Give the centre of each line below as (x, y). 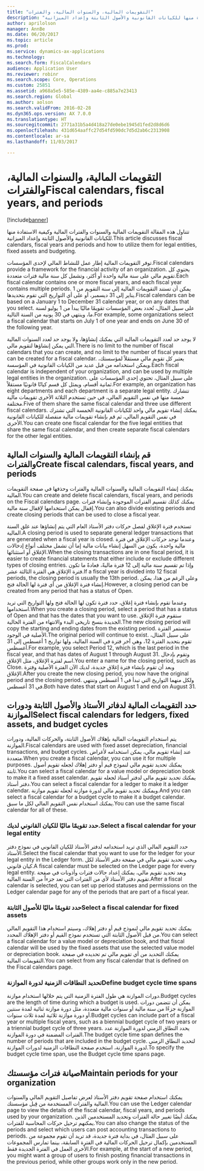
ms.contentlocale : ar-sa (38, 136)
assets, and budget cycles (58, 724)
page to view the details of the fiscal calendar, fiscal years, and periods (96, 1110)
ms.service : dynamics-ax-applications (56, 52)
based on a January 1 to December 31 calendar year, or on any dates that (98, 301)
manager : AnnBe (26, 29)
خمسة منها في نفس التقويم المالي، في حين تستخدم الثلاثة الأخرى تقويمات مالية (96, 397)
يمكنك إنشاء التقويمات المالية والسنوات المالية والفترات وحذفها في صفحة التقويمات (100, 488)
